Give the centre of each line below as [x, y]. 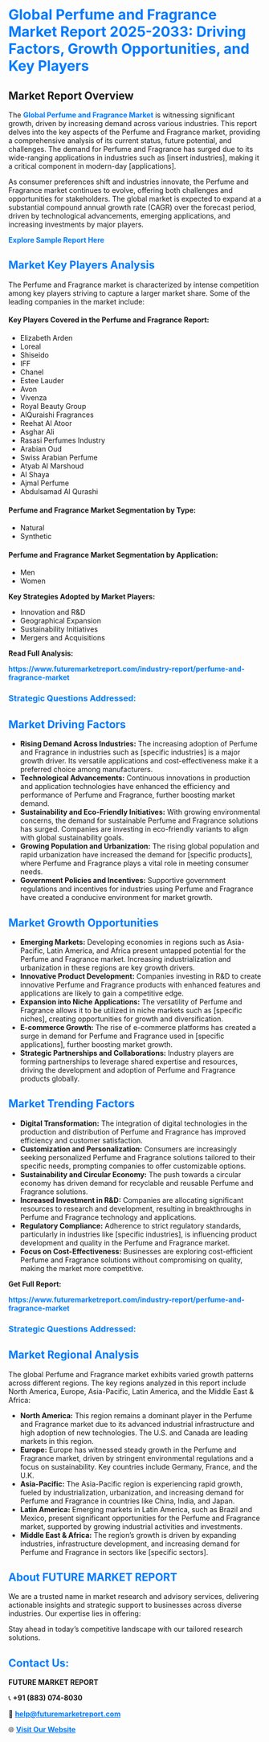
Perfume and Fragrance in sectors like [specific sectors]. [114, 1552]
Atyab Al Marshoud [52, 466]
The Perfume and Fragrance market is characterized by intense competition [134, 284]
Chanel [32, 372]
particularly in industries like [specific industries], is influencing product [139, 1234]
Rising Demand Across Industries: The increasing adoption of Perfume [139, 744]
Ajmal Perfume [45, 483]
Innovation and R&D [53, 612]
